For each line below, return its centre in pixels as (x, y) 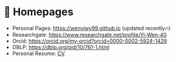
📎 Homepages (39, 12)
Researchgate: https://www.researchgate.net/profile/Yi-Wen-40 (89, 35)
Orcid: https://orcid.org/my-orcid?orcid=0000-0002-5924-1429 (89, 41)
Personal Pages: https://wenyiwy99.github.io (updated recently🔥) (91, 28)
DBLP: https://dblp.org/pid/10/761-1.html (61, 47)
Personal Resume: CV (38, 53)
